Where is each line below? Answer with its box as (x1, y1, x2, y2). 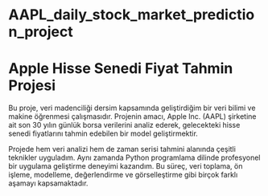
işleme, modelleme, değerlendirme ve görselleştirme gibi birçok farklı (8, 170, 238, 180)
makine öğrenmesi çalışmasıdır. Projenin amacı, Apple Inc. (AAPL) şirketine (8, 112, 257, 121)
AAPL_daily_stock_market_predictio (8, 6, 255, 24)
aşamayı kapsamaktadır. (8, 178, 89, 188)
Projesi (8, 76, 56, 95)
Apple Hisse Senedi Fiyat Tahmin (8, 59, 233, 78)
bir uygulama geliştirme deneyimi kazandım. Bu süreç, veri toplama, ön (8, 161, 243, 171)
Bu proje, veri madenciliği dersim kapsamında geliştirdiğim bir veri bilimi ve (8, 103, 256, 113)
